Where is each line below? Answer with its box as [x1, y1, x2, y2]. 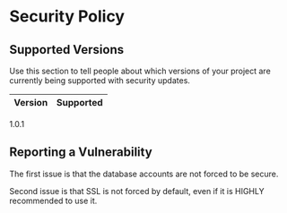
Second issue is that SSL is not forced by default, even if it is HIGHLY [9, 185, 265, 196]
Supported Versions [9, 42, 124, 57]
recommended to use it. [9, 195, 98, 206]
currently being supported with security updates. [9, 75, 191, 86]
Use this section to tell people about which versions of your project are [9, 65, 271, 76]
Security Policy [9, 6, 126, 27]
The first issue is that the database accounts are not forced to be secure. [9, 168, 279, 179]
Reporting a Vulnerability [9, 145, 152, 160]
